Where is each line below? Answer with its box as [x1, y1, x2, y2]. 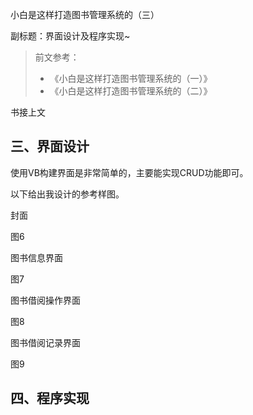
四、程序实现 [10, 390, 90, 407]
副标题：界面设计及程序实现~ [10, 30, 131, 42]
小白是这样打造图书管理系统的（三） [10, 9, 160, 20]
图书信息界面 [10, 251, 63, 263]
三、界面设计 [10, 138, 90, 155]
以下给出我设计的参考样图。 [10, 188, 125, 200]
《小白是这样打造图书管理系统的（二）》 [49, 85, 213, 97]
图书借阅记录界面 [10, 336, 81, 348]
